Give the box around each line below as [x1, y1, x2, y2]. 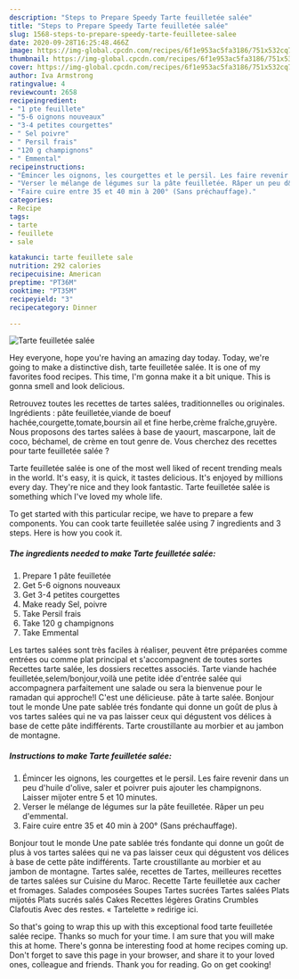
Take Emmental [21, 627, 79, 638]
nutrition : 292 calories [9, 261, 101, 270]
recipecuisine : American [9, 270, 101, 279]
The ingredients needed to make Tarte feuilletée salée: [9, 548, 216, 559]
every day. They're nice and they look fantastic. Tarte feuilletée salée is [9, 482, 271, 493]
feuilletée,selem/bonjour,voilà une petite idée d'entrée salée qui [9, 673, 242, 684]
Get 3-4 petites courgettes [21, 590, 120, 601]
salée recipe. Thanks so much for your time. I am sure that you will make [9, 931, 275, 942]
